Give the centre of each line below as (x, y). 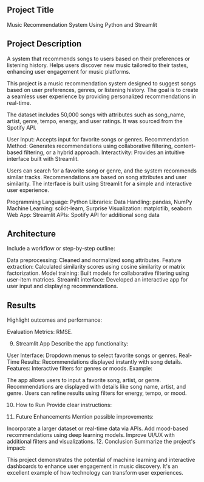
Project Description (44, 44)
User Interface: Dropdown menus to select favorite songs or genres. (92, 355)
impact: (16, 448)
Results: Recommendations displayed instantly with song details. (102, 362)
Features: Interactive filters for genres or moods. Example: (80, 369)
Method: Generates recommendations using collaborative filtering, (90, 146)
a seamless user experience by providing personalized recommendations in (101, 96)
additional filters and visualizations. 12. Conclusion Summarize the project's (101, 442)
